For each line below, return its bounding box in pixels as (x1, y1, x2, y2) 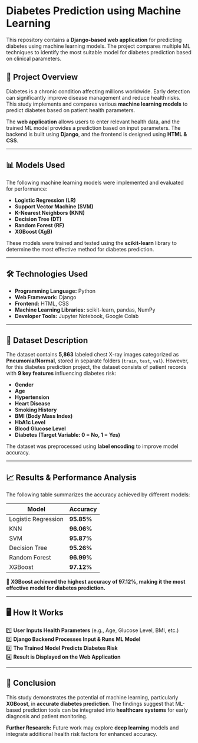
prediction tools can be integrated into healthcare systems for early (22, 706, 189, 713)
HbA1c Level (14, 419, 46, 426)
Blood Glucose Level (14, 425, 66, 432)
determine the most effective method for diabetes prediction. (6, 246, 154, 253)
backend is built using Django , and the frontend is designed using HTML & (6, 130, 187, 138)
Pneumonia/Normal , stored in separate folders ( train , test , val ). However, (6, 357, 189, 364)
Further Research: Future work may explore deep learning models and (6, 724, 179, 731)
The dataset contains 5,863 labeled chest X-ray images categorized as (6, 351, 179, 358)
